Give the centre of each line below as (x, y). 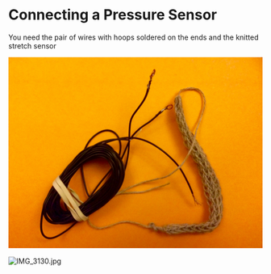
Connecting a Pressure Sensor (113, 15)
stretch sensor (32, 45)
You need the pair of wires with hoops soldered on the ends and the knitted (133, 37)
